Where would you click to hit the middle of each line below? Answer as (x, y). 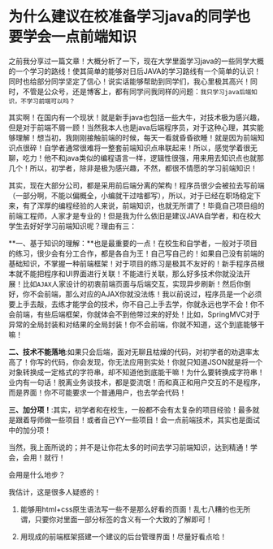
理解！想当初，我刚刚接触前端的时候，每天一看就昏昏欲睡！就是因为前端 (136, 137)
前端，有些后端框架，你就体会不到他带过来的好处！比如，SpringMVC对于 (138, 314)
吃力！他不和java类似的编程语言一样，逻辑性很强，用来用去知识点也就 (140, 158)
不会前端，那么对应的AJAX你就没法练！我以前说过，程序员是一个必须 (146, 294)
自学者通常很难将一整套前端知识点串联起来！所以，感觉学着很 (147, 148)
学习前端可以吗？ (51, 101)
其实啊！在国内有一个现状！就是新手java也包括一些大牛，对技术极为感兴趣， (136, 117)
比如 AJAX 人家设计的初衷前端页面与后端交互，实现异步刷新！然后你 (133, 283)
